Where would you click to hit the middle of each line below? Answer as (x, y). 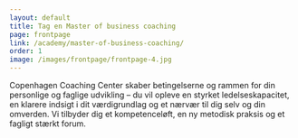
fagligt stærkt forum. (48, 124)
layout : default (40, 18)
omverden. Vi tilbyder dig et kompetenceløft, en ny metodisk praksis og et (147, 114)
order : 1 (26, 51)
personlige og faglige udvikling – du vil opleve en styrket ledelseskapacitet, (149, 95)
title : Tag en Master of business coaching (93, 26)
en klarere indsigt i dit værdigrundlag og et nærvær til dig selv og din (137, 104)
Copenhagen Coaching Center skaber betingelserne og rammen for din (143, 85)
